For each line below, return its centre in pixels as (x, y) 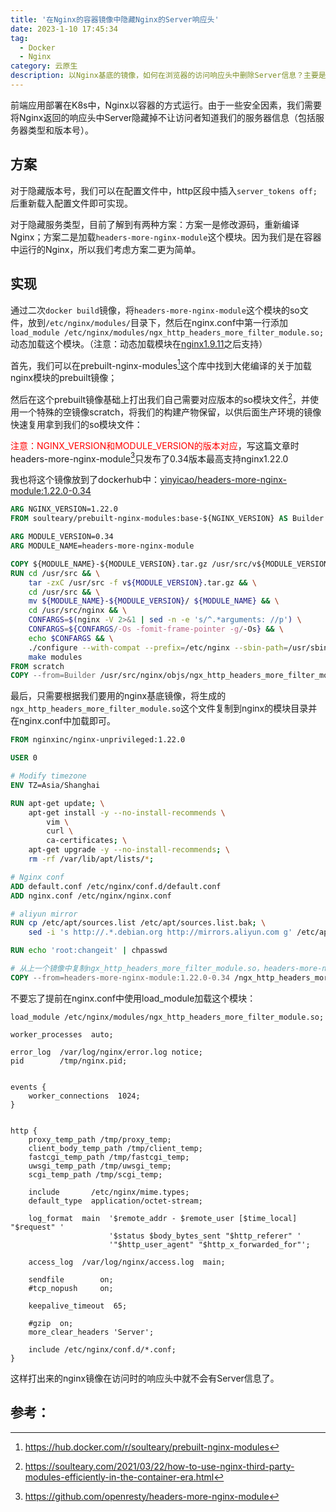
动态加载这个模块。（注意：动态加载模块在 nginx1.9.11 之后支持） (139, 343)
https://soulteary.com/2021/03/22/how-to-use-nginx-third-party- (159, 1466)
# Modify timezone (48, 776)
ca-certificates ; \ (87, 841)
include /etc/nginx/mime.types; (109, 1192)
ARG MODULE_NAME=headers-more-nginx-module (102, 546)
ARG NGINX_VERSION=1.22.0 (64, 509)
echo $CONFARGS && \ (71, 638)
